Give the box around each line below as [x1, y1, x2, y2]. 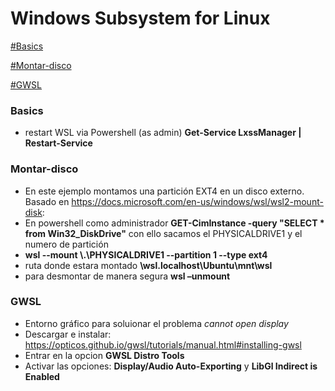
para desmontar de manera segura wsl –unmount [24, 270, 231, 282]
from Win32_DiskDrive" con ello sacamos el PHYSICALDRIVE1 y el [24, 227, 303, 239]
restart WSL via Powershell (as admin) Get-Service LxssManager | [24, 127, 302, 139]
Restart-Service [24, 137, 93, 149]
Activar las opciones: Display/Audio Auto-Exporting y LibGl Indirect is [24, 360, 318, 372]
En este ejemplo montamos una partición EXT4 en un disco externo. [24, 185, 305, 197]
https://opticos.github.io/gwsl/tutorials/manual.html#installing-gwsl [24, 338, 302, 351]
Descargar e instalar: [24, 328, 112, 340]
